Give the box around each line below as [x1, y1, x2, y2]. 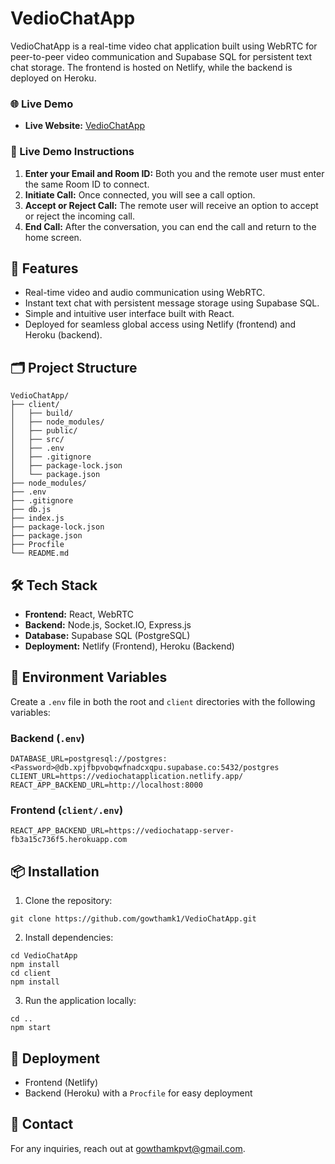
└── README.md [10, 548, 70, 559]
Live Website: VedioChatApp [24, 120, 146, 132]
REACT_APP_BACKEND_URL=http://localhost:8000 [10, 780, 203, 791]
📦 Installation [10, 863, 100, 880]
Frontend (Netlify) [24, 1077, 99, 1088]
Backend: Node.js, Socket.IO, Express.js [24, 618, 192, 631]
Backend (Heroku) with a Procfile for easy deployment [24, 1087, 253, 1099]
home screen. [24, 231, 82, 243]
